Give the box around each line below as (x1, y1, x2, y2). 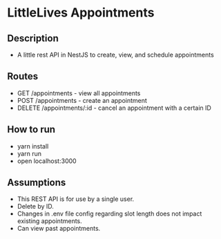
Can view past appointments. (17, 224, 101, 233)
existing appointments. (17, 217, 83, 225)
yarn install (17, 142, 49, 150)
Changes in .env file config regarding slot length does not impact (17, 209, 202, 218)
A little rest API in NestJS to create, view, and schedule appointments (17, 50, 214, 59)
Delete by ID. (17, 202, 54, 211)
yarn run (17, 149, 41, 157)
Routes (7, 70, 39, 82)
